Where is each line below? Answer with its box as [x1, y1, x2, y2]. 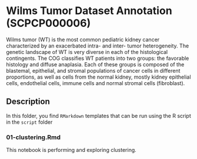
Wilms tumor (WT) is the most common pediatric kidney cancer [6, 36, 160, 43]
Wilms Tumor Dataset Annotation [6, 4, 172, 18]
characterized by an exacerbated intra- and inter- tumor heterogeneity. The [6, 42, 189, 49]
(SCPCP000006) [6, 16, 91, 30]
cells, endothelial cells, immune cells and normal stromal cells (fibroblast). [6, 79, 185, 86]
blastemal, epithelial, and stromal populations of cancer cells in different [6, 67, 181, 74]
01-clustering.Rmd [6, 133, 61, 141]
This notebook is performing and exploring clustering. [6, 147, 136, 154]
